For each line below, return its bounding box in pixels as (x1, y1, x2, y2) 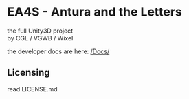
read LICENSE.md (7, 85, 58, 93)
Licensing (7, 67, 50, 79)
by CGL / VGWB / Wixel (7, 33, 74, 42)
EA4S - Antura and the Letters (7, 4, 182, 20)
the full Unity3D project (7, 27, 74, 35)
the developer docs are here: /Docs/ (7, 47, 110, 55)
